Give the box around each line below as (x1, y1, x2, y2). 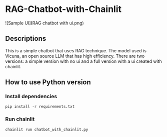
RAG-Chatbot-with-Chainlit (5, 3, 121, 15)
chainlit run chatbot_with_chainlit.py (5, 127, 88, 132)
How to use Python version (5, 78, 91, 87)
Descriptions (5, 34, 46, 43)
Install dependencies (5, 93, 57, 100)
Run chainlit (5, 116, 35, 123)
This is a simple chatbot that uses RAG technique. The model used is (5, 47, 146, 53)
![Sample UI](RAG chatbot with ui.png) (5, 20, 84, 26)
